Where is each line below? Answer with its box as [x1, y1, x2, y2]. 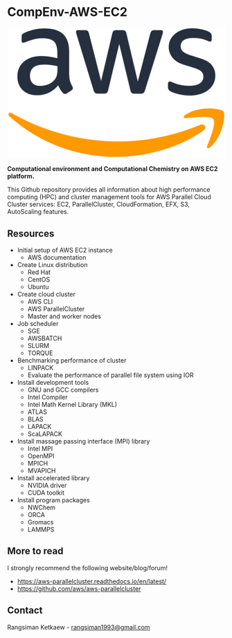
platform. [7, 172, 35, 181]
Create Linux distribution [17, 260, 88, 268]
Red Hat [27, 268, 51, 276]
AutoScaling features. [7, 208, 69, 216]
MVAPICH [27, 466, 56, 475]
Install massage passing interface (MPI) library [17, 437, 150, 445]
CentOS [27, 275, 51, 284]
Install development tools [17, 378, 89, 386]
